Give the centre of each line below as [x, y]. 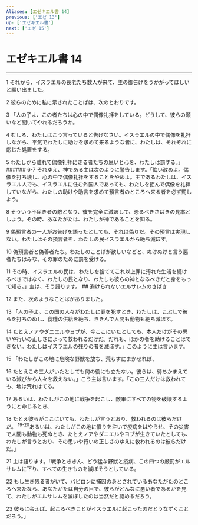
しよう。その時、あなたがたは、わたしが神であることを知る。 [81, 219]
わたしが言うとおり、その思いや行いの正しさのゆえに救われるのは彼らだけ [96, 441]
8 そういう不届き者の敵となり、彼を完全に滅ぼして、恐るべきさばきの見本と [98, 212]
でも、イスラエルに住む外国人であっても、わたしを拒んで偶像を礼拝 [108, 185]
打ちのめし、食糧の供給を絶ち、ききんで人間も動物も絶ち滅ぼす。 [96, 319]
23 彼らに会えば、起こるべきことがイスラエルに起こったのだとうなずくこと [98, 508]
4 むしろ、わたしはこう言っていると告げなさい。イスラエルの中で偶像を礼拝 [99, 135]
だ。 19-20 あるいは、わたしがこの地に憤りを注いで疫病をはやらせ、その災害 [98, 426]
